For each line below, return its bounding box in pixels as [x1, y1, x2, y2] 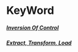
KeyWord [6, 4, 55, 18]
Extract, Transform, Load [6, 39, 72, 47]
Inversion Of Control [6, 24, 59, 31]
